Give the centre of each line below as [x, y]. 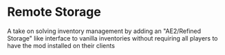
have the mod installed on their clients [61, 45]
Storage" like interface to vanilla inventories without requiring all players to [112, 38]
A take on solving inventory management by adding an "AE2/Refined [104, 31]
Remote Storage [54, 12]
